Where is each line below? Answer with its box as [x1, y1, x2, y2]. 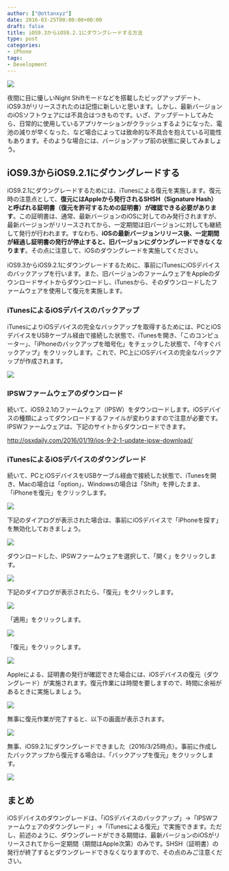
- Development [7, 61, 48, 68]
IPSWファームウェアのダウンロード [7, 388, 124, 398]
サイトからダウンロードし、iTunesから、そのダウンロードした [36, 278, 212, 287]
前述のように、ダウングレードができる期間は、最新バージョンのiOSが [18, 831, 215, 839]
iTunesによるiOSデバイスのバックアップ [7, 306, 140, 315]
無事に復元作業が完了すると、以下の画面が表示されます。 [7, 715, 169, 724]
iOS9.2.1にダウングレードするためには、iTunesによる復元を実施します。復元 [7, 187, 221, 195]
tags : [7, 55, 23, 62]
